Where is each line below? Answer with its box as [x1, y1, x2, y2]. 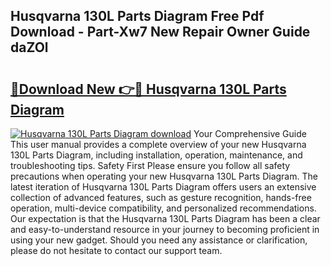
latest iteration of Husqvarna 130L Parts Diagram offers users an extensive [10, 181, 317, 193]
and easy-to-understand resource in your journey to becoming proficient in [10, 224, 320, 235]
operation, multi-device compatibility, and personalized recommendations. [10, 202, 317, 214]
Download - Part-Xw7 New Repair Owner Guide [10, 24, 311, 41]
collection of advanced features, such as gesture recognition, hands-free [10, 192, 312, 203]
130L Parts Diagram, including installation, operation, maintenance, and [10, 149, 303, 161]
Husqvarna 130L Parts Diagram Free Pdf [10, 8, 265, 25]
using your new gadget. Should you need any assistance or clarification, [10, 234, 308, 246]
